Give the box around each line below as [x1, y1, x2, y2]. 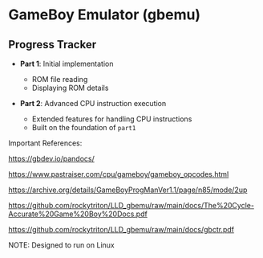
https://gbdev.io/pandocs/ [8, 154, 95, 163]
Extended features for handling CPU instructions [31, 114, 192, 124]
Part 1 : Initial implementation [19, 59, 114, 68]
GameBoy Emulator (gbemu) [8, 6, 201, 24]
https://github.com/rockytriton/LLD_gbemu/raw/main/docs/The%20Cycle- [8, 201, 255, 210]
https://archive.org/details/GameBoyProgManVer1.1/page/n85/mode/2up [8, 185, 248, 195]
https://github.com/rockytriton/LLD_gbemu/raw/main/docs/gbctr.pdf [8, 225, 235, 234]
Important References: [8, 138, 83, 148]
